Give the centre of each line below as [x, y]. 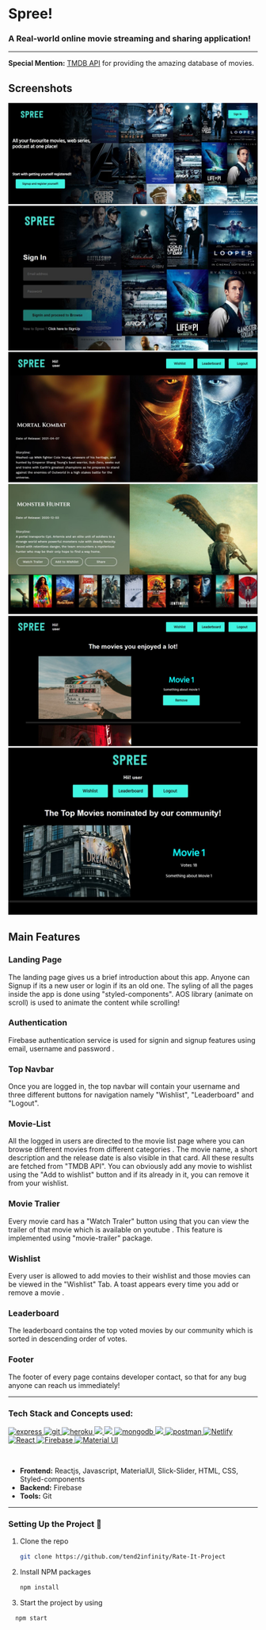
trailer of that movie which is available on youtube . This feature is [116, 1229]
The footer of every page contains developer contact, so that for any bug [127, 1377]
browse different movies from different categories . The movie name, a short [133, 1149]
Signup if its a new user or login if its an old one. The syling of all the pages [131, 986]
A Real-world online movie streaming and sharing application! [130, 39]
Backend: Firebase [51, 1487]
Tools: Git [36, 1496]
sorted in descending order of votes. [68, 1339]
